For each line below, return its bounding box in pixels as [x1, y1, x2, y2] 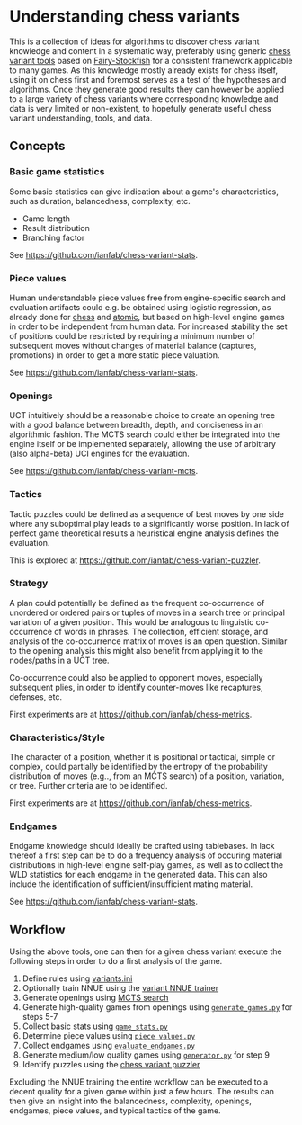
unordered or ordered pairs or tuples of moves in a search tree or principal [9, 607, 286, 618]
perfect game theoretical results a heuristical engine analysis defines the [9, 528, 279, 539]
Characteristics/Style [9, 731, 105, 744]
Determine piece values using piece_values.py [22, 1031, 196, 1041]
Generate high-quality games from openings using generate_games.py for [22, 1002, 293, 1013]
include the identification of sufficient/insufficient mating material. [9, 879, 253, 889]
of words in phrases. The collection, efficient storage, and [53, 626, 269, 637]
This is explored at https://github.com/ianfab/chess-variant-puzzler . [9, 555, 261, 566]
